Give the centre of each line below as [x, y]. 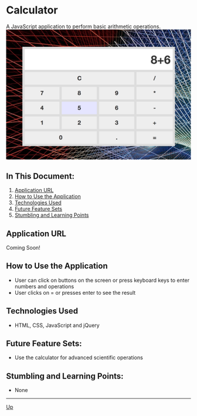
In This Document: [40, 176]
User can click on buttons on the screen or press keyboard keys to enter [102, 280]
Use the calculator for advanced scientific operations [79, 357]
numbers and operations [44, 286]
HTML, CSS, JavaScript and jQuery [57, 325]
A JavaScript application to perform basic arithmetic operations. [84, 26]
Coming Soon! [23, 247]
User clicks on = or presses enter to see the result [75, 292]
